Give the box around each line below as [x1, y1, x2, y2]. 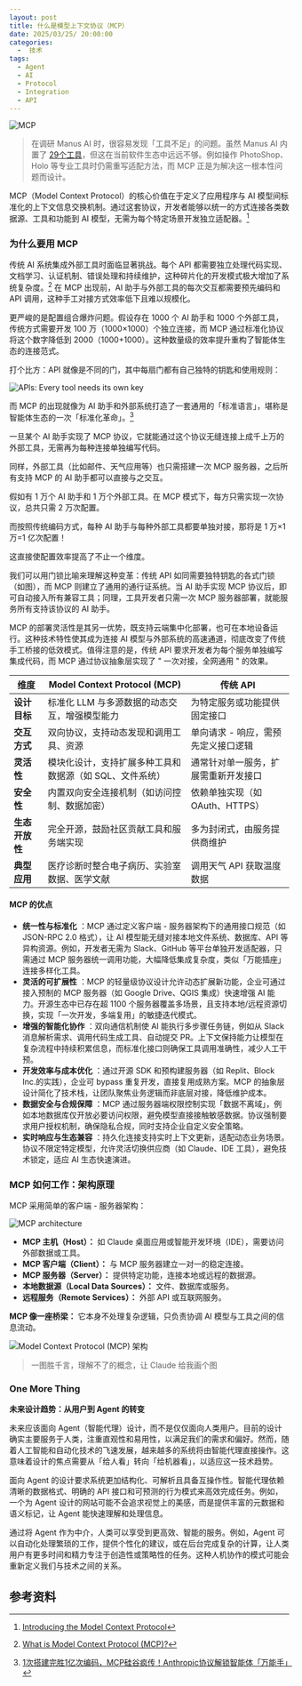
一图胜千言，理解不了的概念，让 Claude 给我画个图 [30, 1360, 218, 1370]
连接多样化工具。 [21, 965, 85, 975]
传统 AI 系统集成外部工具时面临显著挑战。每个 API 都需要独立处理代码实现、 [9, 260, 287, 270]
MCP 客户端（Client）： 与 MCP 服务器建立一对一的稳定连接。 [21, 1259, 249, 1270]
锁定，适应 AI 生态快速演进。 [29, 1153, 136, 1165]
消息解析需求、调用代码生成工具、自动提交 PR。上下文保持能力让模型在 [21, 1032, 284, 1042]
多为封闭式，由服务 [190, 823, 272, 835]
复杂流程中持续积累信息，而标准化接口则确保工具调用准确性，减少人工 [21, 1042, 280, 1054]
